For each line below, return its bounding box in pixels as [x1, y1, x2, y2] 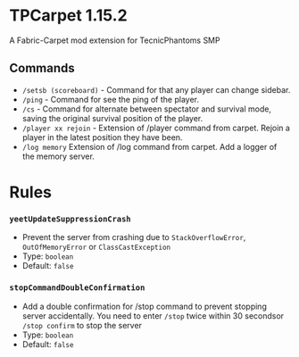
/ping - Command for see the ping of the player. [21, 94, 199, 104]
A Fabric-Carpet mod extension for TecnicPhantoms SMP [9, 35, 220, 46]
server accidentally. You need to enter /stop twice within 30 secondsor [21, 310, 284, 321]
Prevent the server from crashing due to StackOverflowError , [21, 232, 246, 243]
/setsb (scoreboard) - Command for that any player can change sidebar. [21, 84, 291, 95]
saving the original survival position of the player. [21, 112, 203, 123]
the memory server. [21, 151, 96, 162]
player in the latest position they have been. [21, 131, 183, 143]
